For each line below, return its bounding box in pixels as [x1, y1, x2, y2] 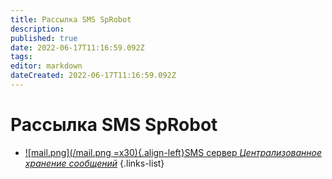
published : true [10, 33, 78, 43]
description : [10, 24, 65, 34]
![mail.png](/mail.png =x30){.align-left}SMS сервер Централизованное [24, 146, 323, 158]
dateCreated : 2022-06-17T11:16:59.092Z [10, 71, 177, 81]
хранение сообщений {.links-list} [24, 157, 165, 169]
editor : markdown [10, 61, 83, 71]
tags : [10, 52, 33, 62]
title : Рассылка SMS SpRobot [10, 14, 132, 25]
